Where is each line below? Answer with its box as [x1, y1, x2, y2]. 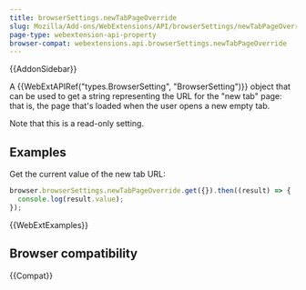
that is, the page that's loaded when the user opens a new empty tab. [9, 101, 270, 112]
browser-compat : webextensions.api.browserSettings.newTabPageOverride [9, 38, 287, 48]
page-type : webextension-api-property [9, 30, 157, 39]
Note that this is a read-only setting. [9, 118, 144, 129]
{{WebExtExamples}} [9, 219, 89, 230]
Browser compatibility [9, 246, 138, 262]
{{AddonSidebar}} [9, 64, 77, 75]
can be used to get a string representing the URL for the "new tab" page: [9, 91, 282, 102]
